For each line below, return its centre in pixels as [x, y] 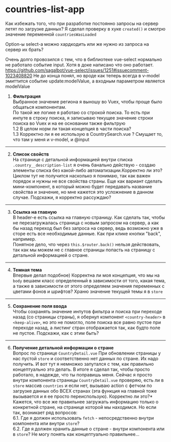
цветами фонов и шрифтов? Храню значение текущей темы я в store [88, 291]
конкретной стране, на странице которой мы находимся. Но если [84, 407]
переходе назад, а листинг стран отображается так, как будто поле [86, 328]
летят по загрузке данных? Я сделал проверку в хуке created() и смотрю [85, 28]
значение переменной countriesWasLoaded [51, 34]
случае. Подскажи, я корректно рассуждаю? [62, 197]
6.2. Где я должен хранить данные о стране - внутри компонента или [89, 429]
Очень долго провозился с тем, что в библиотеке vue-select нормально [84, 59]
